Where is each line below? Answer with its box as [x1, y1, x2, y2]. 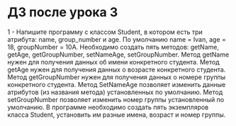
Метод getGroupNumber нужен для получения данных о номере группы [7, 72, 226, 81]
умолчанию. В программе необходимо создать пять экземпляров [7, 103, 209, 111]
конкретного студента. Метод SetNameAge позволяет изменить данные [7, 80, 226, 88]
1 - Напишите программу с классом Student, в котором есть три [7, 28, 203, 36]
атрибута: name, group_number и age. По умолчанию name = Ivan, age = [7, 35, 227, 43]
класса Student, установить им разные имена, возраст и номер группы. [7, 110, 226, 119]
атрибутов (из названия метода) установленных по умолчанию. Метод [7, 88, 223, 96]
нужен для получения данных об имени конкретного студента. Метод [7, 57, 220, 66]
